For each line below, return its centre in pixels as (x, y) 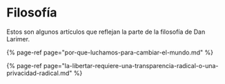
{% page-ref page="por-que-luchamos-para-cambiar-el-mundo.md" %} (110, 52)
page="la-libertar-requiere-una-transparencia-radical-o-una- (131, 65)
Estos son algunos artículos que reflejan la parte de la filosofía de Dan (106, 32)
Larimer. (18, 39)
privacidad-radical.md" (39, 73)
